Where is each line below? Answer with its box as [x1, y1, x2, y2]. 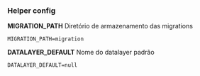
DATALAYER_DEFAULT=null [7, 62, 78, 69]
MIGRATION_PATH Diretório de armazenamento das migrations [7, 22, 194, 31]
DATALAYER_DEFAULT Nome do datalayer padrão [7, 48, 155, 57]
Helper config [7, 6, 56, 16]
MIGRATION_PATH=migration [7, 36, 84, 43]
